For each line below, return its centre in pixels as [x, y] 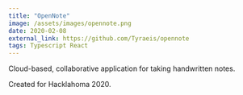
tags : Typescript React [48, 46]
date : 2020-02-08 [38, 31]
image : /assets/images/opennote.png [70, 23]
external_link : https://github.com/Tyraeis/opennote [99, 38]
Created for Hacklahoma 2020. [60, 85]
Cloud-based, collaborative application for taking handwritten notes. [122, 68]
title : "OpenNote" [39, 16]
